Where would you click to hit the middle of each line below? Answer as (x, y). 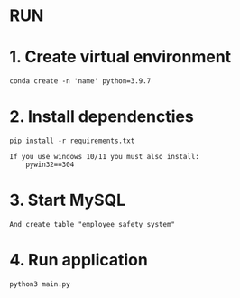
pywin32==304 (50, 165)
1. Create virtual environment (120, 57)
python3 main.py (40, 284)
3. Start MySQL (68, 200)
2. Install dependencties (102, 117)
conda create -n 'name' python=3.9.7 (80, 81)
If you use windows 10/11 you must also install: (105, 157)
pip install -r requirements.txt (72, 141)
